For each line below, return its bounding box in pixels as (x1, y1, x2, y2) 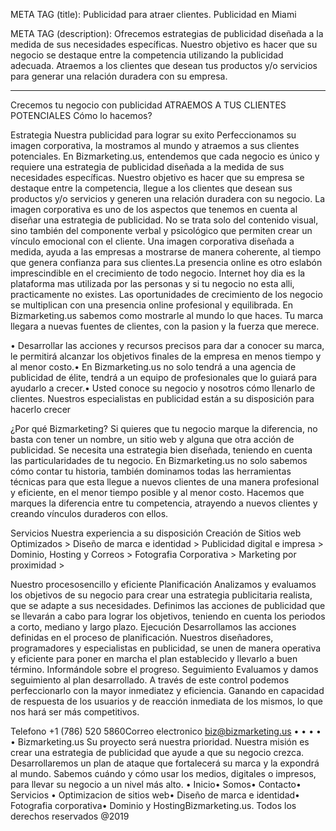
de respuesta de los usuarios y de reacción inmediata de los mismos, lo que (10, 695, 323, 707)
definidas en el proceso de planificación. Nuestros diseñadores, (10, 632, 274, 643)
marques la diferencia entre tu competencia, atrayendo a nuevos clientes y (10, 497, 318, 509)
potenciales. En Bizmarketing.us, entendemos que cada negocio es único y (10, 150, 320, 162)
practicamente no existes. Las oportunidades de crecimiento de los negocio (10, 289, 323, 300)
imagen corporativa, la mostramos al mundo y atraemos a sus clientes (10, 140, 300, 151)
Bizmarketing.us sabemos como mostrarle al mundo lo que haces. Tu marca (10, 310, 324, 321)
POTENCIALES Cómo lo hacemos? (10, 110, 153, 121)
